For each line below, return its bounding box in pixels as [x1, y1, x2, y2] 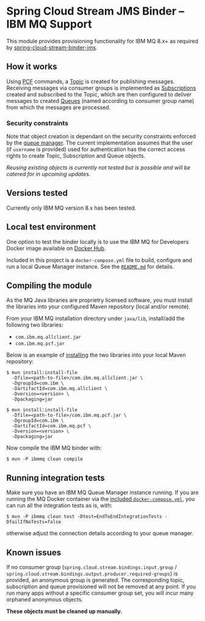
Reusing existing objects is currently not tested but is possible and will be [6, 164, 191, 171]
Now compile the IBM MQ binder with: [6, 444, 102, 452]
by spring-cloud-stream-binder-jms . [6, 44, 98, 51]
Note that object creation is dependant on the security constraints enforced [6, 133, 196, 140]
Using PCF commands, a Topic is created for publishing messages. [6, 77, 175, 85]
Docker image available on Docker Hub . [6, 244, 106, 252]
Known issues [6, 547, 62, 558]
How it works [6, 62, 57, 72]
